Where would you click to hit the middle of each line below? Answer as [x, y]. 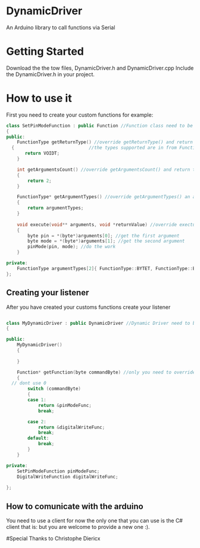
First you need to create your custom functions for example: [80, 115]
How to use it [39, 98]
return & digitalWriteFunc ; [71, 427]
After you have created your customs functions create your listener [88, 307]
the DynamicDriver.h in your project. [51, 74]
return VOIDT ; [42, 154]
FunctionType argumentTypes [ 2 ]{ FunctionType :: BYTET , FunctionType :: [105, 268]
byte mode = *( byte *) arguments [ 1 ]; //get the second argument [106, 241]
